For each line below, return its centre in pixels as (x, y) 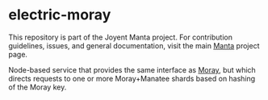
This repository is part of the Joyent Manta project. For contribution (120, 37)
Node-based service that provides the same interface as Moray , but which (132, 69)
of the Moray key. (38, 87)
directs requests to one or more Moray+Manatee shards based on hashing (132, 78)
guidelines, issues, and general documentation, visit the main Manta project (134, 45)
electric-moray (60, 15)
